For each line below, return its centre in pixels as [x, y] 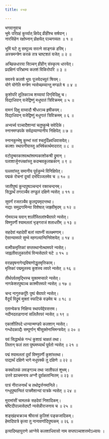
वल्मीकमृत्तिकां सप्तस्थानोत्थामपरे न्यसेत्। [36, 247]
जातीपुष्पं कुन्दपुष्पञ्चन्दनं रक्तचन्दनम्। [34, 186]
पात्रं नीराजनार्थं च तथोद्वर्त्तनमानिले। [31, 385]
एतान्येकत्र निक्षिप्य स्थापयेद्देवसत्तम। [31, 308]
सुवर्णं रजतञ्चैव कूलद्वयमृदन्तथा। [30, 202]
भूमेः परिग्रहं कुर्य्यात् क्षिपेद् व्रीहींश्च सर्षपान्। [36, 33]
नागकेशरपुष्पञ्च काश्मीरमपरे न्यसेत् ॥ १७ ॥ [38, 283]
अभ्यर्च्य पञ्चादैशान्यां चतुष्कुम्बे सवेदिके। [35, 125]
